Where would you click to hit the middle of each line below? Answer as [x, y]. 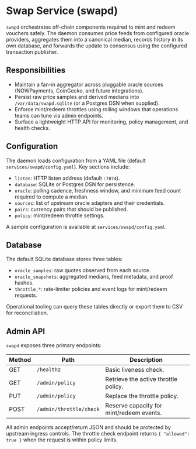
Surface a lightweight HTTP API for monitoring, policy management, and [101, 122]
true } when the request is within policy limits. [62, 440]
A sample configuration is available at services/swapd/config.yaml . [87, 227]
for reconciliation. [27, 313]
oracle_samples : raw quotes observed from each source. [83, 270]
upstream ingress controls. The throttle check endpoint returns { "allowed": [98, 434]
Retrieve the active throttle [141, 379]
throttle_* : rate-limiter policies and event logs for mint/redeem [91, 289]
